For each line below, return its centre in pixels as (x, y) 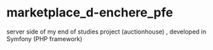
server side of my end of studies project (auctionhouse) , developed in (106, 32)
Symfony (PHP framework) (44, 38)
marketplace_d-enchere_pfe (90, 13)
